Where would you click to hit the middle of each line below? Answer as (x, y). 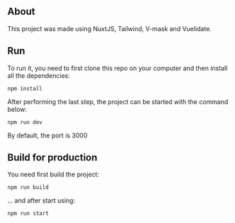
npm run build (28, 188)
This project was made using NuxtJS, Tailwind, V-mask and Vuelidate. (110, 28)
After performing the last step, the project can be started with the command (118, 101)
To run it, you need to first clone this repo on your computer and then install (117, 68)
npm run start (28, 214)
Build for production (52, 158)
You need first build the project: (53, 175)
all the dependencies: (39, 75)
